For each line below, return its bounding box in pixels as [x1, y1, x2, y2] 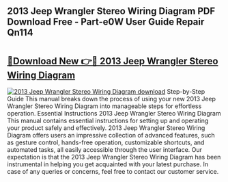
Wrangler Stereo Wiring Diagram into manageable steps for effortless [7, 102, 202, 110]
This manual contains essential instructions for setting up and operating [7, 116, 209, 125]
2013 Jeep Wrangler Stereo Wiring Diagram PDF [7, 5, 216, 17]
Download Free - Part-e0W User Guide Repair [7, 16, 205, 28]
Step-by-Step [167, 88, 205, 95]
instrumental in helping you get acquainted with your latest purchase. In [7, 160, 209, 168]
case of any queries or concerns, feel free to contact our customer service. [7, 168, 219, 175]
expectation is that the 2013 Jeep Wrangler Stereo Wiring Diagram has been [7, 153, 221, 161]
